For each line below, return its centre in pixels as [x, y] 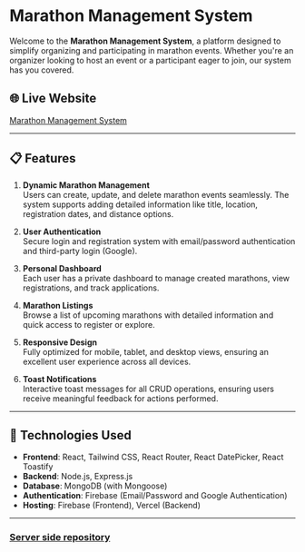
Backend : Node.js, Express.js [78, 477]
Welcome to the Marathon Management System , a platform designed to [145, 41]
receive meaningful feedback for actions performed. [120, 398]
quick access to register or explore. [89, 324]
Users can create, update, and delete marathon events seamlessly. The [156, 194]
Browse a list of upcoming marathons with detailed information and [148, 315]
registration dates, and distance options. [98, 213]
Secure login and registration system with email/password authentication [159, 241]
